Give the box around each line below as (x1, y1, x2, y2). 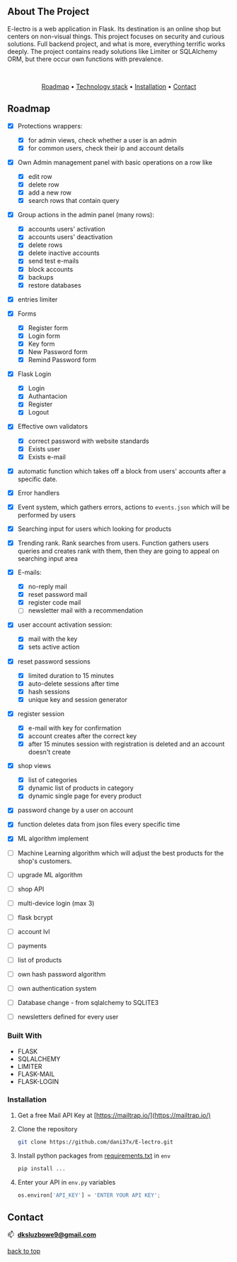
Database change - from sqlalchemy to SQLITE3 (17, 999, 159, 1007)
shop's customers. (17, 857, 72, 865)
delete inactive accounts (28, 248, 100, 258)
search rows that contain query (28, 197, 120, 205)
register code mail (28, 598, 81, 607)
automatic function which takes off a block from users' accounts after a (17, 466, 226, 475)
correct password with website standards (28, 437, 150, 445)
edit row (28, 172, 52, 180)
